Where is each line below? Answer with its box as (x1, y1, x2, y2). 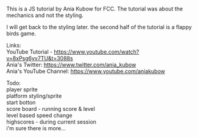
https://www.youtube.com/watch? (54, 48, 140, 55)
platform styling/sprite (6, 93, 62, 99)
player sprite (6, 86, 38, 93)
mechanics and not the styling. (6, 12, 84, 19)
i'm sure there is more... (6, 125, 66, 132)
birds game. (6, 30, 37, 37)
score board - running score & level (6, 105, 96, 112)
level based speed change (6, 112, 72, 119)
